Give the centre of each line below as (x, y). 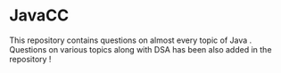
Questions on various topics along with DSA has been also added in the (140, 49)
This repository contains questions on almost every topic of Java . (131, 40)
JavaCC (39, 16)
